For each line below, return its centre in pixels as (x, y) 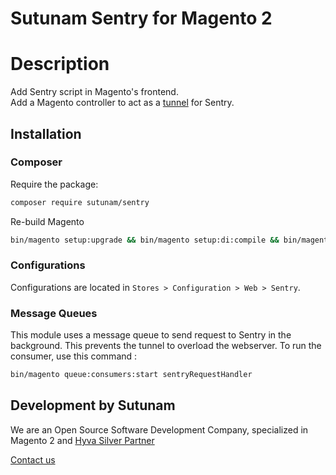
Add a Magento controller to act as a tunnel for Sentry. (122, 103)
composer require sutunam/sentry (80, 202)
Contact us (33, 459)
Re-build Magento (47, 221)
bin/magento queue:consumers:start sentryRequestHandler (131, 375)
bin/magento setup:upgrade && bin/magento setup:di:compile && (145, 240)
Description (60, 64)
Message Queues (54, 313)
